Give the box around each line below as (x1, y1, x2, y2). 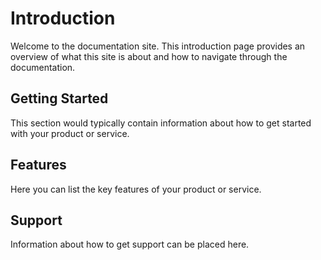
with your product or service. (10, 127, 130, 139)
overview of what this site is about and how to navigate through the (10, 50, 288, 62)
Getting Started (10, 90, 109, 107)
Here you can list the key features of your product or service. (10, 183, 262, 195)
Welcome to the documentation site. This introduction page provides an (10, 40, 306, 52)
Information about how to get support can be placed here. (10, 238, 250, 251)
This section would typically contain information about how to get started (10, 117, 312, 129)
